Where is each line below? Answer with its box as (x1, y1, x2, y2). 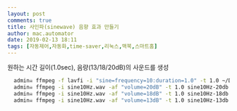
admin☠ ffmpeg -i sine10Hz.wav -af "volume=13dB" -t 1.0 (13, 96, 185, 104)
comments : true (7, 17, 52, 24)
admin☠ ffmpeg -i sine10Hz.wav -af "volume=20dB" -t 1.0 (13, 84, 185, 91)
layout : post (7, 10, 46, 18)
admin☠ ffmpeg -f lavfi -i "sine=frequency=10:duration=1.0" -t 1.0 (13, 77, 219, 84)
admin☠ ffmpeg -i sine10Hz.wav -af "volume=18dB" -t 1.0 (13, 90, 185, 97)
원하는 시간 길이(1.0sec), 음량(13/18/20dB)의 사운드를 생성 (7, 63, 169, 71)
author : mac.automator (7, 30, 74, 37)
